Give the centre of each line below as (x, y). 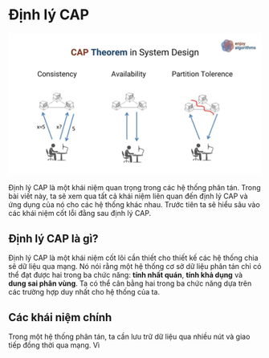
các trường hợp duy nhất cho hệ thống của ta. (84, 292)
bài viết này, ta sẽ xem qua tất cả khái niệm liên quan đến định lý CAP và (128, 196)
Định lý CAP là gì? (53, 238)
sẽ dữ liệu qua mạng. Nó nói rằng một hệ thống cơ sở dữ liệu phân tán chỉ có (135, 266)
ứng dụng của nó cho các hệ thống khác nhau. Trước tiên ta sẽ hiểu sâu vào (134, 205)
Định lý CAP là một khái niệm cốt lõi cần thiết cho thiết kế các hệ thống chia (133, 258)
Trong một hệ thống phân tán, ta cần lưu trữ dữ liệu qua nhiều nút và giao (129, 337)
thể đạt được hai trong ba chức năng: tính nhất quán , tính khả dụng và (126, 275)
